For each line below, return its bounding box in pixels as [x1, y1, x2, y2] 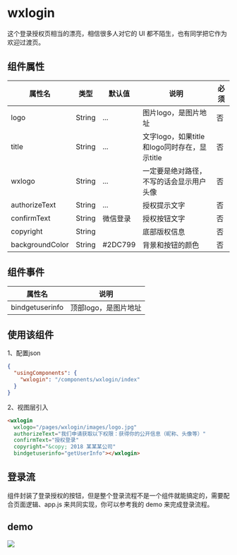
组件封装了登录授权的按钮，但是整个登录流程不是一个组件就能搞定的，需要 [7, 491, 224, 499]
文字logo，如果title [142, 131, 205, 141]
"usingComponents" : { [13, 369, 78, 377]
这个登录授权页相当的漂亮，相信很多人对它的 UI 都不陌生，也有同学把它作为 [7, 29, 228, 37]
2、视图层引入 [7, 402, 49, 411]
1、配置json [7, 349, 41, 357]
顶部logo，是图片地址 [70, 302, 142, 312]
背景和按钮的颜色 [142, 240, 200, 250]
